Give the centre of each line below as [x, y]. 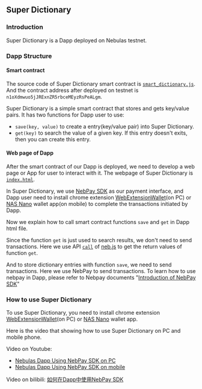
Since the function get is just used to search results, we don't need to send [99, 240]
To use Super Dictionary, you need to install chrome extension [83, 313]
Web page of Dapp [30, 153]
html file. [17, 228]
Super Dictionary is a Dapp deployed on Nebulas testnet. [77, 40]
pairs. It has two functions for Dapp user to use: [65, 115]
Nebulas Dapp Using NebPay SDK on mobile [70, 367]
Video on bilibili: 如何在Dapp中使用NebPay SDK [65, 379]
